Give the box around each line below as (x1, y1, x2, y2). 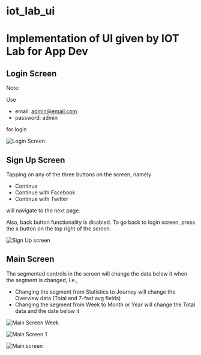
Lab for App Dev (6, 45, 89, 58)
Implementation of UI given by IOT (6, 32, 179, 46)
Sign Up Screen (6, 155, 65, 165)
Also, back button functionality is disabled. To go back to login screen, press (6, 218, 196, 226)
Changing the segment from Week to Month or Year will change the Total (14, 301, 196, 308)
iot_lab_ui (6, 4, 55, 18)
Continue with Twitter (14, 196, 68, 202)
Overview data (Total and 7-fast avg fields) (14, 294, 121, 301)
